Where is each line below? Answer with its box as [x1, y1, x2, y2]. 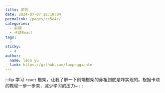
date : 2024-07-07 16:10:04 [5, 12, 61, 17]
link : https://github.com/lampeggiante [9, 62, 93, 67]
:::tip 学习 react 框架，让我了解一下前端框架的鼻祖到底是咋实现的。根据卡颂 [5, 77, 161, 83]
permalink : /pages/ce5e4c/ [5, 16, 61, 21]
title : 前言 [5, 7, 28, 12]
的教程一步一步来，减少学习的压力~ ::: [5, 83, 83, 89]
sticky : [5, 44, 21, 49]
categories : [5, 21, 30, 26]
